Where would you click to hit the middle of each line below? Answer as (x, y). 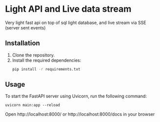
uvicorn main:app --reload (33, 105)
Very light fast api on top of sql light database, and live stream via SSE (76, 23)
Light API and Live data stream (68, 9)
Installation (23, 43)
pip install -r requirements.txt (46, 69)
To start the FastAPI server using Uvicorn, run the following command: (76, 96)
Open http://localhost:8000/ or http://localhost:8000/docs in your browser (80, 114)
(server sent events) (25, 27)
